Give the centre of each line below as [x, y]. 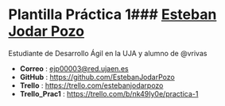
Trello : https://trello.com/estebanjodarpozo [91, 85]
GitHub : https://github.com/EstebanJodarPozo [97, 77]
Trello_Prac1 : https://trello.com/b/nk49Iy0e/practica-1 [109, 93]
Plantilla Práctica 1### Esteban [112, 15]
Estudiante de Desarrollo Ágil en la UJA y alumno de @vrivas [108, 53]
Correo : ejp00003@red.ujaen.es [74, 68]
